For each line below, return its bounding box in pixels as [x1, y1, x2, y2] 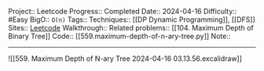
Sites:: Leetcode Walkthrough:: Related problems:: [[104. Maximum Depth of [8, 23, 254, 32]
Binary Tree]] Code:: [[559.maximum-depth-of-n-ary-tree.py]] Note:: [8, 31, 231, 41]
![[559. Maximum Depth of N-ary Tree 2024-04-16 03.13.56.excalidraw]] [8, 54, 242, 63]
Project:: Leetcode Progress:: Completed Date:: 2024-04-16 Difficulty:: [8, 7, 237, 16]
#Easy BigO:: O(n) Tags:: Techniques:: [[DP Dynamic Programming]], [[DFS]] [8, 15, 255, 24]
